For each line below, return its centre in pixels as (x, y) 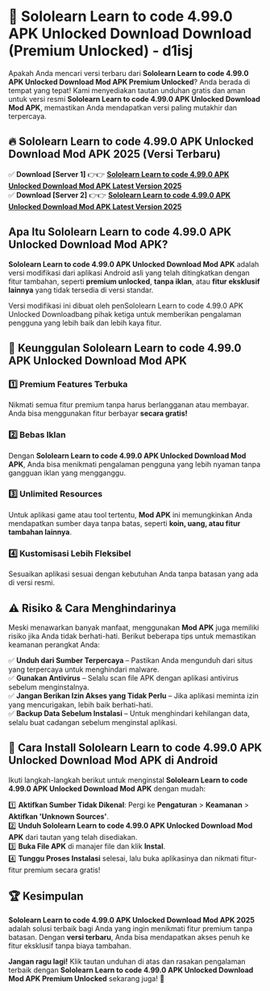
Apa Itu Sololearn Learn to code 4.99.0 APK (120, 232)
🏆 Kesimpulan (46, 896)
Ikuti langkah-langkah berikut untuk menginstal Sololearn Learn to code (128, 780)
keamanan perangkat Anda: (54, 644)
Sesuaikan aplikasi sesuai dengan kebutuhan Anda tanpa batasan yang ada (133, 574)
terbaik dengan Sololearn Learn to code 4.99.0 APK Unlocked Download (131, 970)
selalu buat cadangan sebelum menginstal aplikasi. (93, 722)
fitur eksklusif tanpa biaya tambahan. (70, 946)
